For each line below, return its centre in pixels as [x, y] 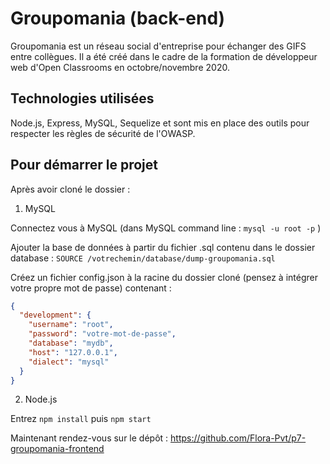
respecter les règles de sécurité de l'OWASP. [103, 133]
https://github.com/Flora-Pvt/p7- [238, 438]
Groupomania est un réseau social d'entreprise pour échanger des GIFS [158, 46]
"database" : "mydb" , [71, 343]
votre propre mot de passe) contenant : [91, 288]
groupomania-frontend [57, 449]
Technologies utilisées [82, 98]
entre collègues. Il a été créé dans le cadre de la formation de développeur [164, 56]
